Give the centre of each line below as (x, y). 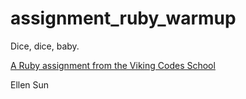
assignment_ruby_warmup (123, 18)
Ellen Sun (30, 84)
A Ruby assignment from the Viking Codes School (113, 65)
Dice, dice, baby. (45, 46)
